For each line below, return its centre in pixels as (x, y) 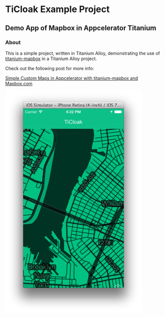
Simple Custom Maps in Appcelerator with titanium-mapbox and (72, 78)
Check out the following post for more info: (50, 68)
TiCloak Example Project (57, 9)
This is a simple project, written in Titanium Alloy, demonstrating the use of (82, 53)
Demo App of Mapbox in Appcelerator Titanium (81, 28)
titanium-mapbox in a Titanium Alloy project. (51, 59)
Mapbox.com (19, 83)
